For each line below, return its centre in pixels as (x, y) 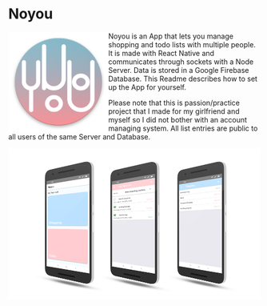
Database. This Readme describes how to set (183, 79)
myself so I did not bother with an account (178, 119)
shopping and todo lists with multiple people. (182, 44)
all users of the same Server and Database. (79, 136)
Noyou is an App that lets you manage (171, 36)
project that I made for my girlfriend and (174, 111)
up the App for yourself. (147, 87)
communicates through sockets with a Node (181, 62)
